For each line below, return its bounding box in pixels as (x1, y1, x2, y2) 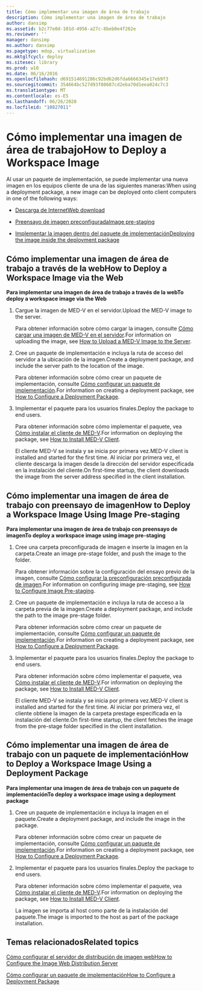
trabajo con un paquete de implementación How (6, 749, 189, 760)
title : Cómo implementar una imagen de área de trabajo (6, 8, 150, 15)
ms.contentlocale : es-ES (6, 93, 69, 99)
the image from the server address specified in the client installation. (14, 473, 186, 480)
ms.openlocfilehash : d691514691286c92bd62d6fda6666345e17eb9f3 (6, 76, 169, 82)
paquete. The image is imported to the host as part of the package (14, 913, 179, 920)
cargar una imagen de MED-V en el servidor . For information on (14, 331, 172, 338)
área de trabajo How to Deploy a (6, 143, 167, 157)
